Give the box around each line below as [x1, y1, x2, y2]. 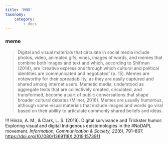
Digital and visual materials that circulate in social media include [17, 49, 149, 55]
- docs [23, 21, 37, 26]
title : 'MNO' [5, 7, 33, 12]
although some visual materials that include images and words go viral [17, 102, 163, 108]
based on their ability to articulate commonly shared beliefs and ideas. [17, 107, 163, 113]
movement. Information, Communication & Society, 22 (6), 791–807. [5, 128, 144, 134]
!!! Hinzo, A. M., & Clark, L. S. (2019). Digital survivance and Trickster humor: [5, 117, 163, 123]
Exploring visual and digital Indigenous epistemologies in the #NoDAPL [5, 122, 152, 128]
